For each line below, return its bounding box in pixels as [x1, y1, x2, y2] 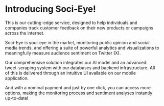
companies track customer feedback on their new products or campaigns [5, 25, 154, 30]
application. [5, 75, 29, 81]
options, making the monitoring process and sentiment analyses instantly [5, 90, 153, 96]
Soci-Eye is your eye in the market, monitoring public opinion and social [5, 39, 150, 45]
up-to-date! [5, 95, 28, 101]
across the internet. [5, 30, 45, 36]
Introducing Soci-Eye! [5, 3, 96, 15]
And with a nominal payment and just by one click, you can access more [5, 84, 151, 90]
